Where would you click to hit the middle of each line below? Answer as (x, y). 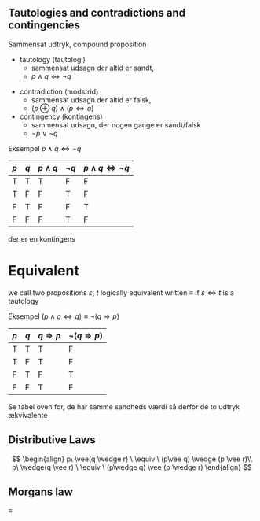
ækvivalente (28, 415)
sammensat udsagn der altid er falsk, (91, 100)
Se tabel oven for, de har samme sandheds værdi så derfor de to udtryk (124, 406)
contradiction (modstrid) (59, 91)
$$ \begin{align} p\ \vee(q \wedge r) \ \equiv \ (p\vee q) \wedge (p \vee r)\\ (132, 459)
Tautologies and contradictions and (97, 13)
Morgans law (40, 491)
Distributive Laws (52, 440)
